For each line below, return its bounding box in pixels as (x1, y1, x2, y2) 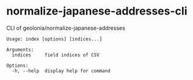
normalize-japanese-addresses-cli (6, 4, 188, 18)
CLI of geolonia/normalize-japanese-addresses (6, 24, 125, 32)
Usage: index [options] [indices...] (6, 36, 103, 42)
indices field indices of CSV (12, 52, 100, 58)
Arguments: (6, 47, 34, 53)
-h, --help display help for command (12, 68, 111, 74)
